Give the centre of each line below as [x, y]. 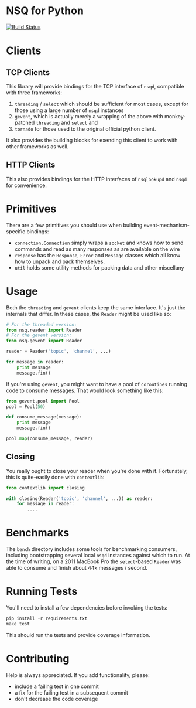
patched [25, 122]
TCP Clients [28, 72]
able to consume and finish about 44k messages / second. [77, 568]
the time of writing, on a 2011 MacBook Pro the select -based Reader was [94, 561]
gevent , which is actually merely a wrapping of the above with [89, 116]
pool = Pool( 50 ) [26, 406]
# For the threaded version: [42, 324]
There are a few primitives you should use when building [74, 225]
